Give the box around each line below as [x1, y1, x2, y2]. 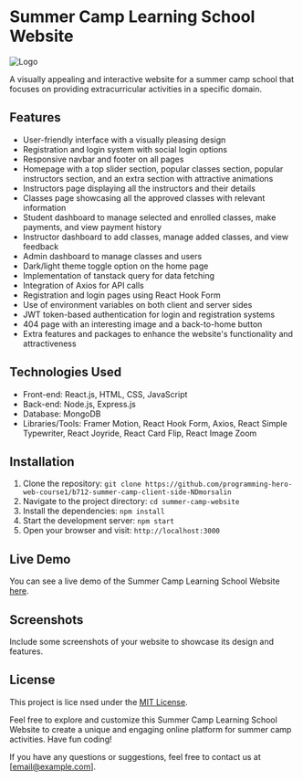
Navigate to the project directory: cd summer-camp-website [22, 496, 240, 507]
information [22, 202, 67, 213]
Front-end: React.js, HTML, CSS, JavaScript [22, 388, 188, 399]
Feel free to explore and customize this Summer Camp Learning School [9, 714, 278, 725]
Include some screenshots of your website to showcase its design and [9, 637, 275, 647]
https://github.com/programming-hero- [144, 480, 293, 490]
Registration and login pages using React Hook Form [22, 290, 221, 301]
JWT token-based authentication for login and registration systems [22, 309, 276, 320]
